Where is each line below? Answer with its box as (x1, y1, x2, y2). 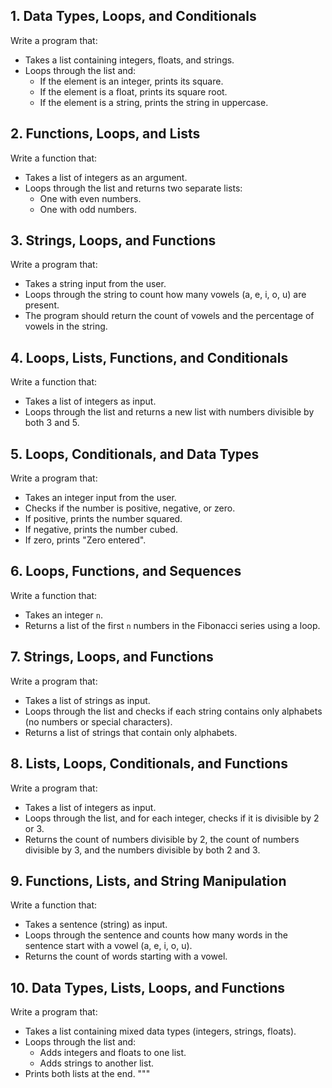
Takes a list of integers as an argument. (24, 171, 188, 183)
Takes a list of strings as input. (24, 694, 151, 706)
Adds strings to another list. (39, 1057, 154, 1069)
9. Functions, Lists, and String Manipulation (10, 872, 287, 889)
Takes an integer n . (24, 609, 104, 621)
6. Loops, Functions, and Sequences (10, 563, 242, 580)
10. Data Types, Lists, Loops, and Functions (10, 979, 286, 996)
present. (24, 299, 60, 311)
